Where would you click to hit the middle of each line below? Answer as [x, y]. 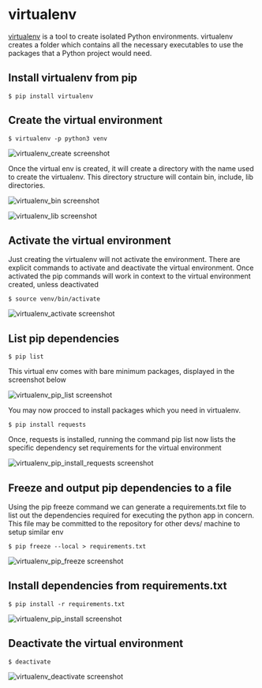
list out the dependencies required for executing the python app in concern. [131, 515]
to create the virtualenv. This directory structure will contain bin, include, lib [131, 177]
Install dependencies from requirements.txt [118, 586]
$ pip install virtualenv [51, 96]
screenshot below [37, 380]
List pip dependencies [64, 338]
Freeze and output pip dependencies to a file [120, 488]
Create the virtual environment [86, 120]
